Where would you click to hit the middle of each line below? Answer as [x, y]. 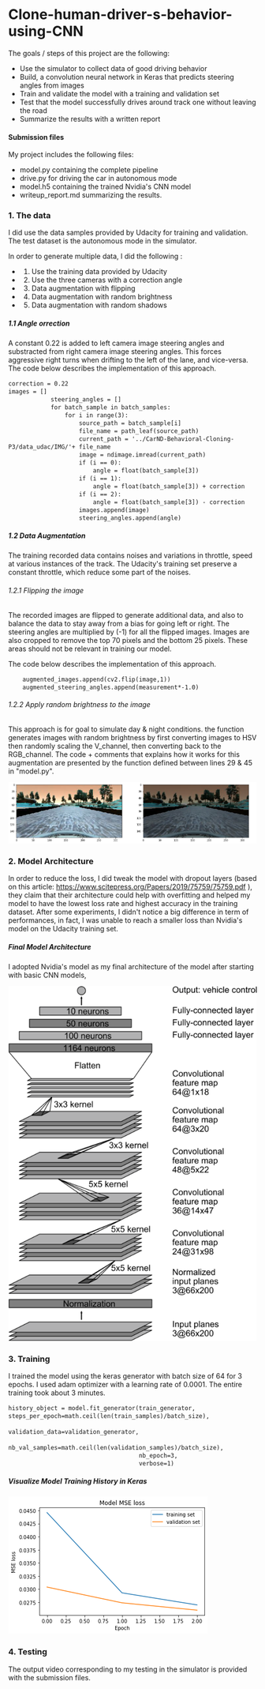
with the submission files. [49, 1677]
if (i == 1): [100, 479]
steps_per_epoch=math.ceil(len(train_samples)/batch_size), [109, 1416]
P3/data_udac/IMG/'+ [42, 447]
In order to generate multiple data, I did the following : [95, 256]
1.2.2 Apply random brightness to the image [80, 705]
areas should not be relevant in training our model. [90, 649]
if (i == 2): [100, 495]
